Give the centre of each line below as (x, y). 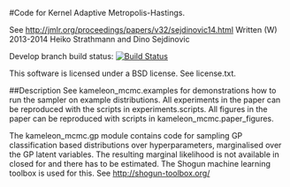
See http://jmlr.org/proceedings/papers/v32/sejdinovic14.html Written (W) (143, 30)
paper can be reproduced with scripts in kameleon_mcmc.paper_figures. (141, 119)
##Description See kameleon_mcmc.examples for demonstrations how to (143, 90)
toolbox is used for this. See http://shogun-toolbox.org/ (110, 173)
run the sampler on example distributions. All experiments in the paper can (145, 100)
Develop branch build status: (61, 56)
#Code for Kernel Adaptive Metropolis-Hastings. (97, 13)
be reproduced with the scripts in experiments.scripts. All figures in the (138, 109)
